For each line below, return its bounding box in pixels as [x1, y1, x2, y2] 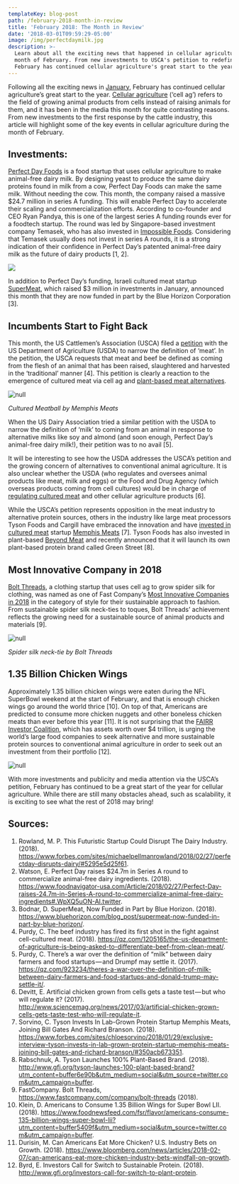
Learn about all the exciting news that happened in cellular [14, 50, 202, 57]
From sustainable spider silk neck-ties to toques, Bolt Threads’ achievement [8, 605, 230, 614]
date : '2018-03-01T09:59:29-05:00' [8, 30, 113, 38]
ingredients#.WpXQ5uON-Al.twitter [18, 897, 121, 905]
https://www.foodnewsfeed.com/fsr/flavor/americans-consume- [40, 1107, 229, 1117]
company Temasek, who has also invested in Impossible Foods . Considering [8, 228, 231, 236]
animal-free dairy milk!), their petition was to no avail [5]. [8, 440, 174, 449]
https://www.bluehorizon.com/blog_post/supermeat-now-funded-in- [18, 912, 221, 920]
